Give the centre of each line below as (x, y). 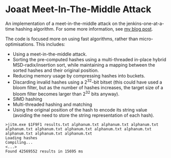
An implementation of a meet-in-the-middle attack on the (66, 23)
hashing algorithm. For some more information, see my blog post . (84, 29)
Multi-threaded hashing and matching (52, 104)
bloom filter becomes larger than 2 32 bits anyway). (66, 93)
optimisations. (20, 44)
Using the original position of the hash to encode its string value (80, 110)
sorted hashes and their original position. (56, 70)
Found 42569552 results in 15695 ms (44, 151)
